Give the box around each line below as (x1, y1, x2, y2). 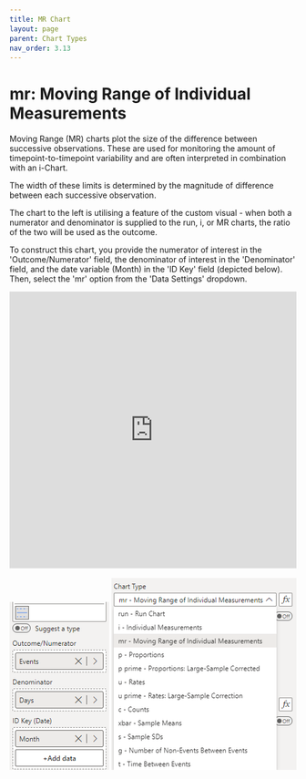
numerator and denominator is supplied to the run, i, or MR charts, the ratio (9, 217, 291, 228)
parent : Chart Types (9, 34, 88, 43)
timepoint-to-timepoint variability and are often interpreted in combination (9, 153, 287, 164)
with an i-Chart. (9, 162, 68, 173)
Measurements (9, 103, 127, 124)
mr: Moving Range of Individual (9, 84, 251, 105)
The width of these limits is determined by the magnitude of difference (9, 180, 274, 191)
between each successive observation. (9, 190, 157, 200)
